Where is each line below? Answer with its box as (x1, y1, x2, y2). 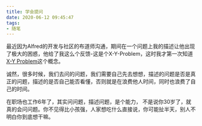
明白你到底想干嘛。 (6, 113, 54, 121)
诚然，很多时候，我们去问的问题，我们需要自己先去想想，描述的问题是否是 (6, 70, 191, 78)
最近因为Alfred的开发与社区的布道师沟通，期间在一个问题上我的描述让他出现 (6, 43, 195, 50)
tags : (6, 20, 20, 26)
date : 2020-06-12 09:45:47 (6, 14, 74, 20)
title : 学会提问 (6, 8, 43, 15)
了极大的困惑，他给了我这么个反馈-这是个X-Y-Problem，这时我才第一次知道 (6, 50, 194, 58)
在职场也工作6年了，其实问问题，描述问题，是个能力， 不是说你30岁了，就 (6, 98, 192, 106)
